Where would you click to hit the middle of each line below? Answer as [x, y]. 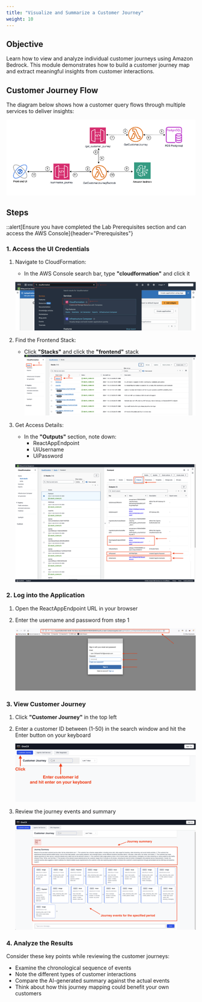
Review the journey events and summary [65, 811]
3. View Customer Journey [46, 704]
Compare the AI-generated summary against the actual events [92, 980]
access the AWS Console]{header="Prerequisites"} [70, 233]
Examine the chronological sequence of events [73, 968]
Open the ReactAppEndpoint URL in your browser [76, 608]
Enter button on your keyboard [53, 735]
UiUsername [48, 450]
